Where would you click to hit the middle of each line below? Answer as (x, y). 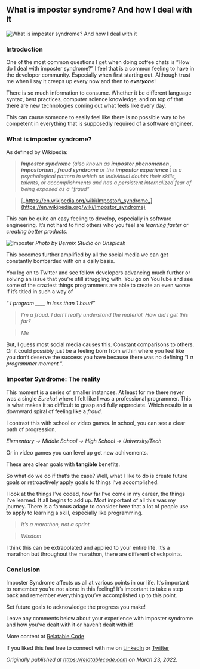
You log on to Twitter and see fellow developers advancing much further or (99, 273)
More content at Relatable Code (45, 636)
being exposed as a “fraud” (55, 189)
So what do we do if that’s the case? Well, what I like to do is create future (97, 476)
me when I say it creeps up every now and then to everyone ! (81, 81)
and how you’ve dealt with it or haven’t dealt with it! (70, 625)
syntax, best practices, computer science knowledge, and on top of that (95, 99)
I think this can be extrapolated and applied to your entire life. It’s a (88, 547)
